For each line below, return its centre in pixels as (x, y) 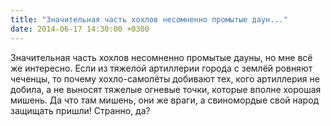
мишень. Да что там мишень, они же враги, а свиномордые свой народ (165, 100)
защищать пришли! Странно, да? (80, 110)
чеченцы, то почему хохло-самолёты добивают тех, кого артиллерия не (165, 78)
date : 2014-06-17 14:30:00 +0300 (80, 29)
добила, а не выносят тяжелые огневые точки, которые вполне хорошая (166, 89)
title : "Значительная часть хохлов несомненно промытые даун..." (149, 19)
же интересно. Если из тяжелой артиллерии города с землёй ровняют (161, 68)
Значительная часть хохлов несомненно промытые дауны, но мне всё (161, 57)
